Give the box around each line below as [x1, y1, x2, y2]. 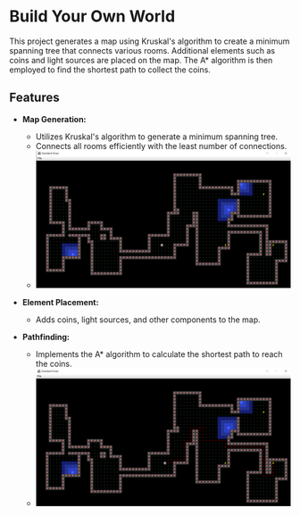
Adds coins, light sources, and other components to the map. [35, 314, 261, 325]
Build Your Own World [9, 6, 176, 27]
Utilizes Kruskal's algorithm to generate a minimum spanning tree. [35, 131, 279, 142]
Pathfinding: [21, 331, 70, 342]
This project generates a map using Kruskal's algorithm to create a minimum [9, 36, 290, 46]
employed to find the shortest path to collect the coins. [9, 64, 212, 75]
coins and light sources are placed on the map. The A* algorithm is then [9, 54, 273, 65]
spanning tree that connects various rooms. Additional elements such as [9, 45, 275, 55]
